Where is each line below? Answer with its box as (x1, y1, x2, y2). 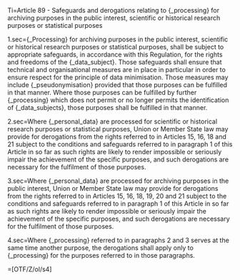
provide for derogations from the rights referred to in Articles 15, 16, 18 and (7, 132, 226, 141)
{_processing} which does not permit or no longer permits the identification (7, 96, 229, 104)
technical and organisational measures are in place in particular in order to (7, 66, 226, 74)
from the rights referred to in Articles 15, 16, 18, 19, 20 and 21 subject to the (7, 192, 227, 200)
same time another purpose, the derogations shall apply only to (7, 244, 194, 252)
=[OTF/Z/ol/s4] (7, 265, 52, 274)
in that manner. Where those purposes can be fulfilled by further (7, 89, 197, 96)
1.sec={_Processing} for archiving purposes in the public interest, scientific (7, 35, 229, 44)
